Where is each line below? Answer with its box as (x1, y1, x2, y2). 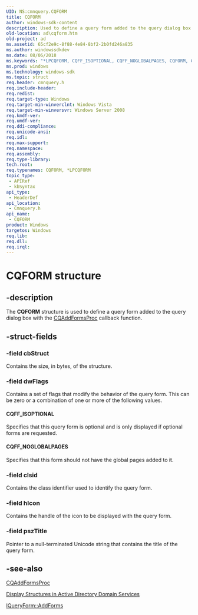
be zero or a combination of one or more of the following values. (6, 397, 163, 404)
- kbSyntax (8, 184, 35, 190)
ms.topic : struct (6, 74, 49, 80)
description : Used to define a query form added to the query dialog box (6, 25, 192, 31)
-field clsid (6, 471, 38, 479)
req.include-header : (6, 85, 57, 91)
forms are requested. (6, 430, 58, 437)
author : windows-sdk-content (6, 19, 78, 25)
